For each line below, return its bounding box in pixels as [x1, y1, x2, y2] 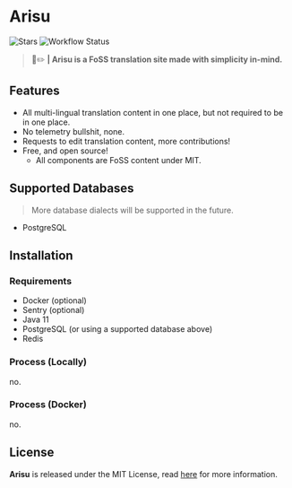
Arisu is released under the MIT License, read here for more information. [9, 468, 278, 479]
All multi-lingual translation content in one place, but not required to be [21, 107, 284, 118]
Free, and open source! [21, 145, 109, 156]
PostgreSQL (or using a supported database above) [21, 324, 213, 335]
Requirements [9, 274, 73, 287]
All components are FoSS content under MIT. [35, 154, 202, 165]
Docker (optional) [21, 295, 87, 306]
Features [9, 83, 60, 99]
